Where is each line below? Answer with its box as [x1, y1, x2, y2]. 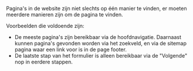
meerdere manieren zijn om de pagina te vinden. [6, 11, 123, 18]
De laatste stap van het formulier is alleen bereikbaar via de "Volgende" [14, 52, 188, 59]
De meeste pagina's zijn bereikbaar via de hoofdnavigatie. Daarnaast [14, 34, 182, 40]
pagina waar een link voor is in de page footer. [14, 46, 127, 53]
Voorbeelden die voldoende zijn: [6, 23, 84, 29]
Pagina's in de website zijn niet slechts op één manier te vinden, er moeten [6, 5, 187, 12]
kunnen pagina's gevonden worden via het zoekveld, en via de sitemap [14, 40, 187, 47]
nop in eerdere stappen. [14, 58, 73, 65]
